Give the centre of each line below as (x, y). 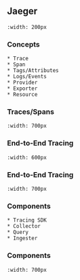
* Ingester (22, 238)
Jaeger (22, 11)
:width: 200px (27, 27)
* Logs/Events (27, 77)
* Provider (22, 83)
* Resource (22, 95)
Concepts (24, 44)
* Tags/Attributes (33, 71)
